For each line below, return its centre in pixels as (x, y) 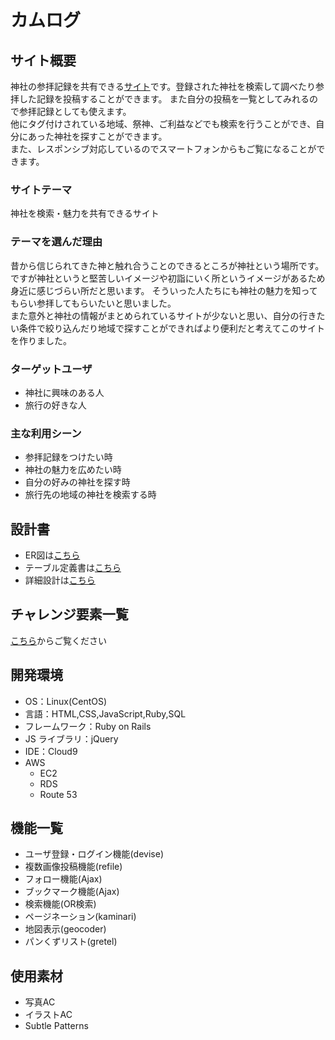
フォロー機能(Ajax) (63, 879)
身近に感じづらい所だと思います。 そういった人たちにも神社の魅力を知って (164, 290)
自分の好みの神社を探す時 (77, 482)
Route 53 (58, 794)
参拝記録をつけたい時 (68, 457)
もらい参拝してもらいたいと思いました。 (93, 303)
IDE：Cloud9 (51, 751)
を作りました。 (41, 340)
